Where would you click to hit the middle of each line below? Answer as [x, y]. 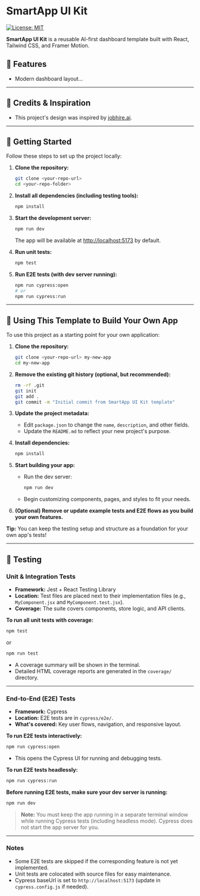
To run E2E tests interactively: [44, 735]
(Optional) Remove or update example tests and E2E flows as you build [104, 511]
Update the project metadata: [52, 413]
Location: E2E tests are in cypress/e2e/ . [64, 717]
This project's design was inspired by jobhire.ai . [73, 117]
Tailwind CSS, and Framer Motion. [48, 45]
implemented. [32, 867]
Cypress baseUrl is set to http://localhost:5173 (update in [87, 880]
